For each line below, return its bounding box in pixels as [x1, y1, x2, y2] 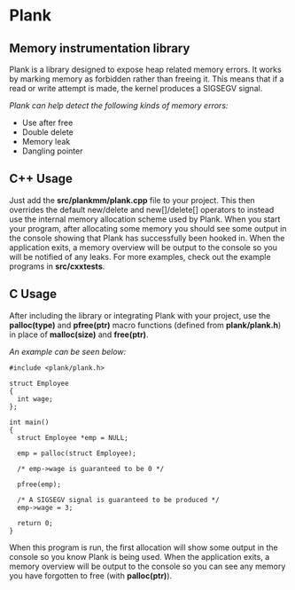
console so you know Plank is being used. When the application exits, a [9, 551, 270, 562]
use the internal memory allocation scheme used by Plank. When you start [9, 214, 281, 224]
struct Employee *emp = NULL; [17, 433, 128, 442]
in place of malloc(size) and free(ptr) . [9, 329, 149, 340]
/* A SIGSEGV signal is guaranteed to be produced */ [17, 495, 220, 504]
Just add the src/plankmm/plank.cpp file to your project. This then [9, 194, 255, 205]
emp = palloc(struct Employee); [17, 449, 137, 458]
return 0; [17, 518, 53, 528]
